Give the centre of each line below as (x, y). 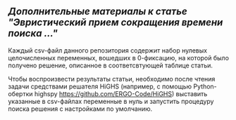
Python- (205, 86)
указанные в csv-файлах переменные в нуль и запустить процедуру (111, 101)
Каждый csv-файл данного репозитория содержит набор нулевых (107, 50)
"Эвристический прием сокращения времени (116, 23)
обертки (21, 93)
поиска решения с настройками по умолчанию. (80, 109)
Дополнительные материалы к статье (98, 12)
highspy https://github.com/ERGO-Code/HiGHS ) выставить (121, 93)
